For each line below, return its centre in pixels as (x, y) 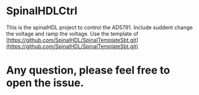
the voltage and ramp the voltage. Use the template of (72, 33)
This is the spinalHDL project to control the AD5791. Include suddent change (99, 27)
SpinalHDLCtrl (42, 11)
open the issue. (45, 83)
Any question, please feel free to (88, 70)
